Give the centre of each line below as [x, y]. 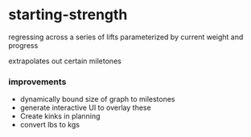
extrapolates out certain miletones [65, 61]
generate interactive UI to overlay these [85, 108]
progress [23, 45]
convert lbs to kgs [50, 125]
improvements [37, 82]
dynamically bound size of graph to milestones [97, 99]
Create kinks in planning [60, 116]
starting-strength [68, 15]
